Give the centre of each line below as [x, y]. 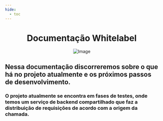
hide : [10, 9]
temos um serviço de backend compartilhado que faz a [71, 102]
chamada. [17, 114]
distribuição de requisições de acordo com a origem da [71, 108]
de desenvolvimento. [38, 82]
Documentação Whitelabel [82, 38]
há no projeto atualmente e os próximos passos [78, 74]
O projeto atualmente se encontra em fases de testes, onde [76, 96]
